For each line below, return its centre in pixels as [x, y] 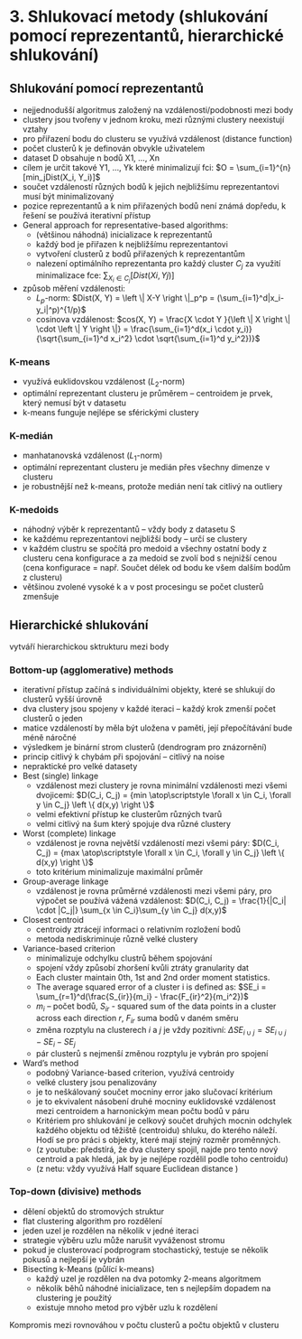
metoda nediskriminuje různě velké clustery [117, 939]
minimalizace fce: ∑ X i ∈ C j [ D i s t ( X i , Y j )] [105, 276]
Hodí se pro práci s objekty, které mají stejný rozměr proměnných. [158, 1139]
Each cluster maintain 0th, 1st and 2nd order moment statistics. [153, 978]
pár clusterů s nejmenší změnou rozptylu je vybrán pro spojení [152, 1053]
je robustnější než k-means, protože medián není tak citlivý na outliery [152, 486]
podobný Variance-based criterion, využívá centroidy [135, 1073]
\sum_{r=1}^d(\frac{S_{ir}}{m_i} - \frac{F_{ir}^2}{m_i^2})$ [142, 997]
